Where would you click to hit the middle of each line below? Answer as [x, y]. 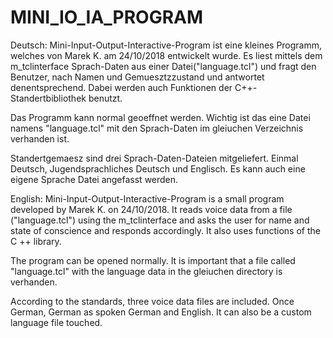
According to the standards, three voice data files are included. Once [152, 301]
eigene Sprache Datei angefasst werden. [94, 179]
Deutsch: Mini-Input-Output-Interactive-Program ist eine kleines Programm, [166, 45]
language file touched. [56, 322]
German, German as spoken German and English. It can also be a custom [161, 312]
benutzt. [105, 98]
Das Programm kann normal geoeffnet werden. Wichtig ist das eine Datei [160, 117]
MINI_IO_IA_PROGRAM [107, 17]
